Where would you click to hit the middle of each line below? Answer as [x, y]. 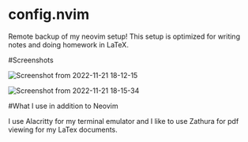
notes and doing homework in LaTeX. [68, 44]
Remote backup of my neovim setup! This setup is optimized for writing [124, 36]
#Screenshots [31, 60]
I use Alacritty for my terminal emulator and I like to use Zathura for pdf [124, 121]
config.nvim [49, 15]
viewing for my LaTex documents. [63, 129]
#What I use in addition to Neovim [63, 106]
